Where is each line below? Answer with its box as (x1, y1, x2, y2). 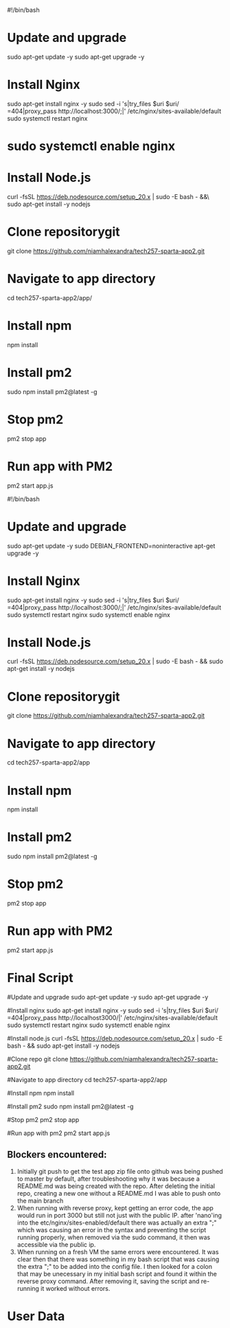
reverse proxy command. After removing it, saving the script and (16, 1277, 200, 1285)
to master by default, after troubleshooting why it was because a (16, 1174, 200, 1183)
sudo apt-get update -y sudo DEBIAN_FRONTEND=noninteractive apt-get (7, 541, 216, 550)
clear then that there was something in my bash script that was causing (16, 1255, 220, 1263)
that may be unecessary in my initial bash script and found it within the (16, 1269, 218, 1278)
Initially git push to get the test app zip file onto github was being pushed (16, 1167, 223, 1175)
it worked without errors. (41, 1284, 111, 1292)
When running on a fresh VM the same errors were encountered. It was (16, 1247, 219, 1256)
